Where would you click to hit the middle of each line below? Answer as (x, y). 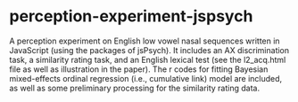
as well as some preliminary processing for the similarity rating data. (135, 88)
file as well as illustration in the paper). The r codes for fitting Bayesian (139, 69)
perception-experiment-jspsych (131, 16)
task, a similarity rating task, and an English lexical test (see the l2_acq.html (148, 59)
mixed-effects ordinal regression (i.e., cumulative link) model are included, (146, 78)
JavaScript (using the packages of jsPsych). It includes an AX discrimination (149, 50)
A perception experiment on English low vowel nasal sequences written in (145, 41)
